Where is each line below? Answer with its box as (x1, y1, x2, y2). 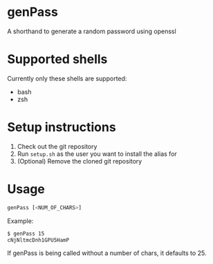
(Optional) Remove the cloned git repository (17, 157, 142, 165)
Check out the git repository (17, 142, 98, 150)
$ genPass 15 (7, 230, 45, 237)
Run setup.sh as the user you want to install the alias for (17, 150, 178, 158)
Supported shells (7, 51, 108, 67)
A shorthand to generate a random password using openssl (7, 27, 176, 35)
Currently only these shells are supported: (7, 74, 127, 82)
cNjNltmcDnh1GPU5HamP (7, 236, 70, 243)
